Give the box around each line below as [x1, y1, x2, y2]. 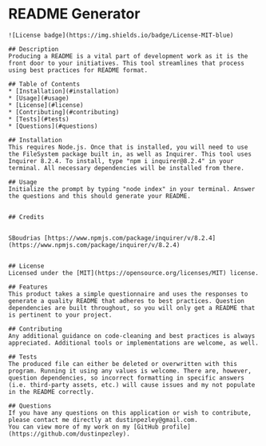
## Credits [8, 213, 45, 221]
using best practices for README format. [8, 66, 149, 74]
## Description [8, 45, 59, 53]
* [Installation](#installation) [8, 87, 120, 95]
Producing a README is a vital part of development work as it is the [8, 52, 248, 60]
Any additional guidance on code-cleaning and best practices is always [8, 332, 256, 340]
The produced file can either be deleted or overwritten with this [8, 360, 238, 368]
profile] [161, 423, 192, 431]
